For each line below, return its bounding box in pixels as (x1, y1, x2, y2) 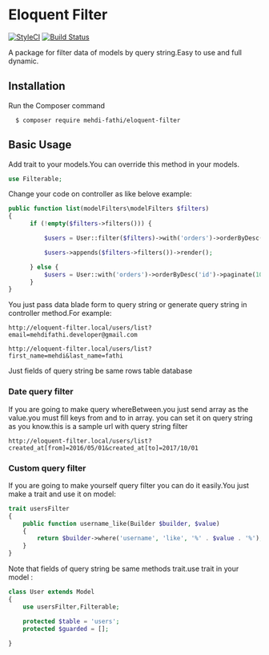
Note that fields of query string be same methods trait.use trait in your (8, 564, 239, 574)
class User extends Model (8, 588, 94, 596)
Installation (8, 79, 66, 93)
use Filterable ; (8, 175, 62, 183)
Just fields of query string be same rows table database (8, 366, 193, 376)
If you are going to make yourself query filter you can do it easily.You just (8, 480, 250, 490)
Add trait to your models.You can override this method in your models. (8, 159, 240, 169)
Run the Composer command (8, 100, 106, 110)
